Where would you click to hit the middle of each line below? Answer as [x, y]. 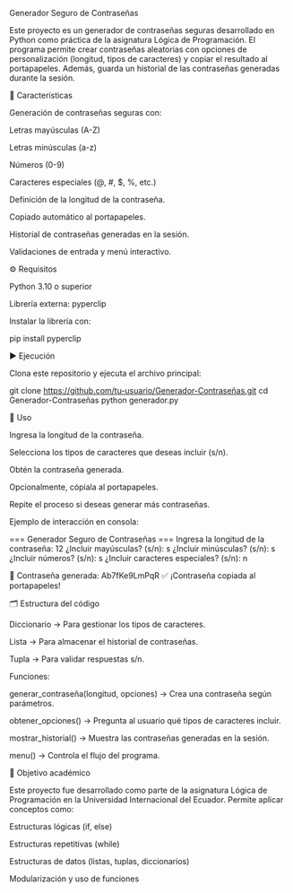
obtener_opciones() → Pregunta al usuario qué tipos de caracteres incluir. [145, 720]
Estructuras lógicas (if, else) [61, 827]
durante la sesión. [43, 78]
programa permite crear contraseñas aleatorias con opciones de [129, 49]
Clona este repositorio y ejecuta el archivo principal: [105, 373]
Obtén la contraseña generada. [67, 469]
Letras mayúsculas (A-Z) [55, 130]
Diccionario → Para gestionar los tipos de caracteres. [108, 624]
